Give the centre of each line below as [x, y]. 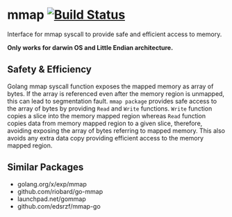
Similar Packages [45, 167]
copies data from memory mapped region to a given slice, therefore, [105, 123]
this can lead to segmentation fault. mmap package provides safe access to [112, 101]
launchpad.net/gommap [52, 199]
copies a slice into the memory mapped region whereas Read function [107, 115]
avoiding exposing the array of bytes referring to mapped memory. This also [116, 130]
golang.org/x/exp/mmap [52, 184]
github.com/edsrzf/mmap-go [59, 206]
